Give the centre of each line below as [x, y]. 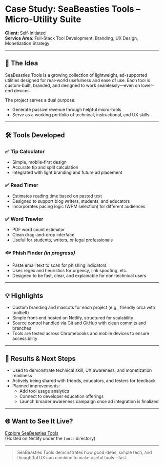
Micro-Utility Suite [43, 19]
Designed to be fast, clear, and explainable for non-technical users [79, 276]
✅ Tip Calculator [25, 151]
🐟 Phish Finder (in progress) [40, 253]
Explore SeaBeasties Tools [32, 433]
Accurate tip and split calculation [45, 168]
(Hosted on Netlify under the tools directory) [50, 438]
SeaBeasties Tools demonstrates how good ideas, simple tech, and [84, 452]
